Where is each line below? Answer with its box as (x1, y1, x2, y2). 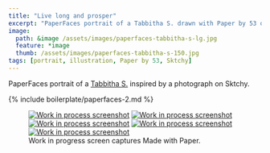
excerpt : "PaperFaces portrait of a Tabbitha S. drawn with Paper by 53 (8, 19, 257, 27)
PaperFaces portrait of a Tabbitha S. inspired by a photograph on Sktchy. (8, 78, 251, 89)
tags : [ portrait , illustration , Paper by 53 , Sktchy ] (8, 57, 193, 65)
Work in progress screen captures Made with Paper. (28, 135, 201, 145)
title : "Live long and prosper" (8, 11, 117, 20)
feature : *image (15, 42, 70, 50)
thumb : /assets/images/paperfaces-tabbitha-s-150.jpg (15, 49, 199, 57)
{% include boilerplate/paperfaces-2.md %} (8, 94, 154, 104)
